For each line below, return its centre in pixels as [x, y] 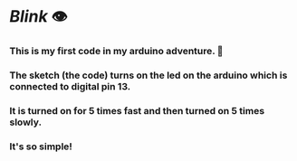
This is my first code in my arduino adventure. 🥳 [116, 52]
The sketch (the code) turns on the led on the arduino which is [148, 75]
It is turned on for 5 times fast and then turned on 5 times [137, 110]
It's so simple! [41, 147]
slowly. [26, 122]
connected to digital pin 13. [70, 87]
